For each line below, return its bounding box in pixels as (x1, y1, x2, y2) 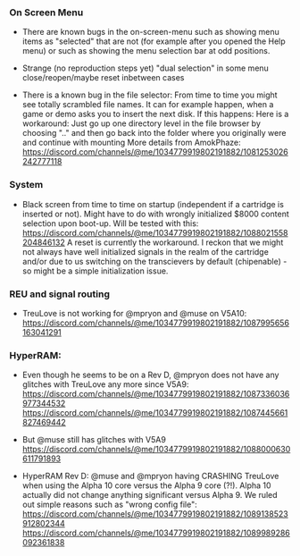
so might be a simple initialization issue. (21, 265, 169, 276)
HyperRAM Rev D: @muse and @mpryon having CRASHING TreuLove (21, 471, 279, 482)
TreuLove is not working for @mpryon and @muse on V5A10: (21, 307, 247, 318)
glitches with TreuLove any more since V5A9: (21, 379, 189, 390)
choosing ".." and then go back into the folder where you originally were (21, 128, 287, 139)
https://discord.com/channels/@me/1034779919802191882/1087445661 (21, 408, 288, 418)
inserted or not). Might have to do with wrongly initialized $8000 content (21, 208, 289, 219)
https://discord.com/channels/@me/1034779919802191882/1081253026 (21, 147, 288, 157)
